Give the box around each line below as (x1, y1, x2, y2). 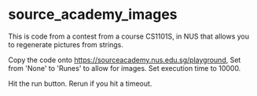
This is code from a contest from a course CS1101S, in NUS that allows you (8, 31, 250, 41)
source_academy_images (8, 6, 178, 24)
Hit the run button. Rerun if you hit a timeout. (8, 79, 152, 88)
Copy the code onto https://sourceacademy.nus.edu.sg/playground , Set (8, 55, 241, 65)
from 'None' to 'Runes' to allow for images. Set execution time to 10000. (8, 63, 241, 72)
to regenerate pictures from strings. (8, 39, 124, 49)
